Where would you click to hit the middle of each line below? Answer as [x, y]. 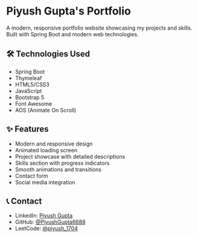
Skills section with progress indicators [62, 163]
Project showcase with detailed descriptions [70, 156]
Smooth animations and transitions [58, 169]
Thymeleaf [28, 78]
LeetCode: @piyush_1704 [46, 228]
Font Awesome [34, 103]
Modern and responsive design [54, 144]
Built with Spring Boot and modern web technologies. [72, 34]
